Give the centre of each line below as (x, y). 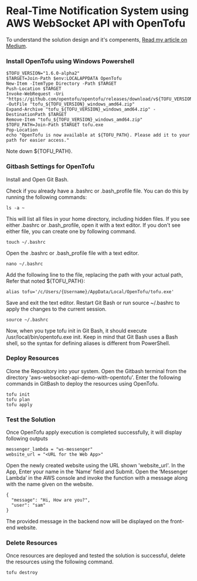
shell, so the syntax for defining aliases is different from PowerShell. (88, 343)
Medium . (17, 46)
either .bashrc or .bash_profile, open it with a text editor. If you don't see (93, 225)
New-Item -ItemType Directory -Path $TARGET (61, 84)
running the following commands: (47, 197)
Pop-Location (22, 130)
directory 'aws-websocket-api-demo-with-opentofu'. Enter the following (94, 377)
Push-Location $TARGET (34, 89)
